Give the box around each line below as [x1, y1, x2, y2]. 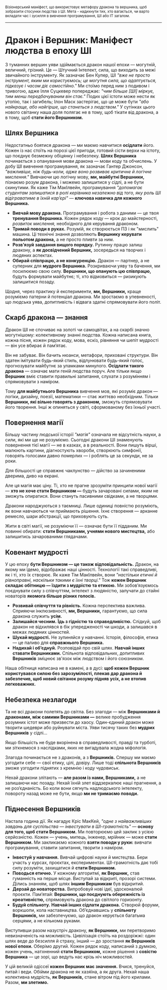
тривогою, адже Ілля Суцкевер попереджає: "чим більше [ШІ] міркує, [5, 88, 155, 94]
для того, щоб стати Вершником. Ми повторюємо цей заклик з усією [5, 829, 154, 835]
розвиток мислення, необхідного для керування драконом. [12, 220, 139, 226]
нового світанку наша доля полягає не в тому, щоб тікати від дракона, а [5, 109, 159, 115]
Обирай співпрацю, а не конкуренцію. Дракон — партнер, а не [12, 257, 150, 263]
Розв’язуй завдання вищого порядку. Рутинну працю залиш [12, 241, 143, 247]
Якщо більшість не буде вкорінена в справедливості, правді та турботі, [5, 740, 157, 745]
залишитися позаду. [12, 279, 56, 285]
